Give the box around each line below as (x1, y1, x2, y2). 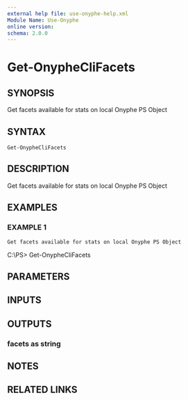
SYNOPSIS (7, 87, 55, 99)
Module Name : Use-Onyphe (7, 17, 79, 24)
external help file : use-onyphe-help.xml (7, 10, 129, 17)
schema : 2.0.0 (7, 29, 49, 37)
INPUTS (7, 294, 42, 306)
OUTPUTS (7, 318, 52, 330)
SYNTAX (7, 126, 46, 138)
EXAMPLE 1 (7, 223, 47, 232)
